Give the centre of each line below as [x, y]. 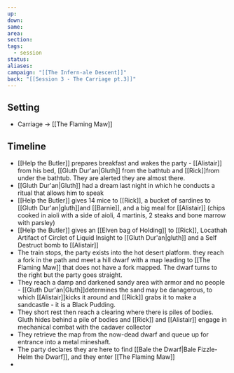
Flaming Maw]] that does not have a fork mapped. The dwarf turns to [117, 267]
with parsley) [36, 223]
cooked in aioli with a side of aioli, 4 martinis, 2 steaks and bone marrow [122, 215]
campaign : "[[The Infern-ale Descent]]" [67, 72]
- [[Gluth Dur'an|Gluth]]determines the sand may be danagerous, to [115, 290]
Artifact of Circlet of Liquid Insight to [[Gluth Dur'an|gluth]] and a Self [117, 238]
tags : [15, 46]
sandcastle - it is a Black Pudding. [66, 305]
